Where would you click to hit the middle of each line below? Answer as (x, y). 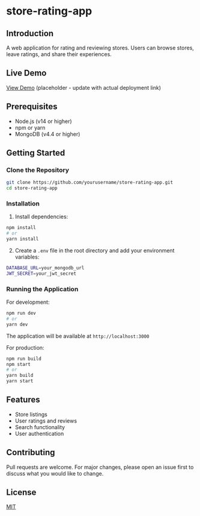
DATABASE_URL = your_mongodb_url (45, 268)
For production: (25, 347)
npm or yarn (30, 127)
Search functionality (40, 427)
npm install (21, 228)
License (21, 492)
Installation (23, 203)
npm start (19, 364)
